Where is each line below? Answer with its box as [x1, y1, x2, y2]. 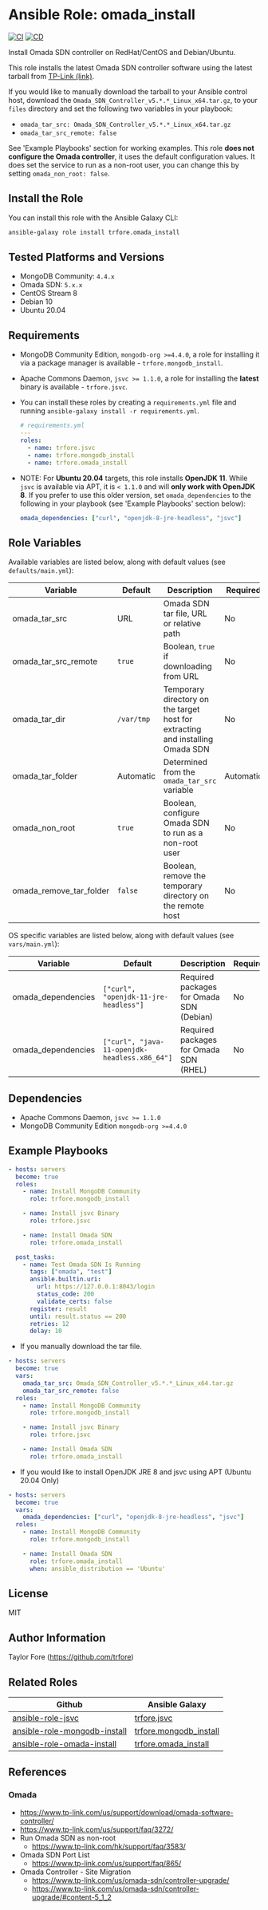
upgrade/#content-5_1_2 [31, 1892, 112, 1902]
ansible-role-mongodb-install [12, 1726, 128, 1736]
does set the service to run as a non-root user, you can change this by [8, 160, 239, 169]
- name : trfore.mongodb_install [27, 451, 135, 460]
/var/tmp [116, 715, 151, 724]
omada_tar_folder [12, 771, 78, 782]
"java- [139, 1037, 165, 1047]
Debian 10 [19, 297, 53, 306]
